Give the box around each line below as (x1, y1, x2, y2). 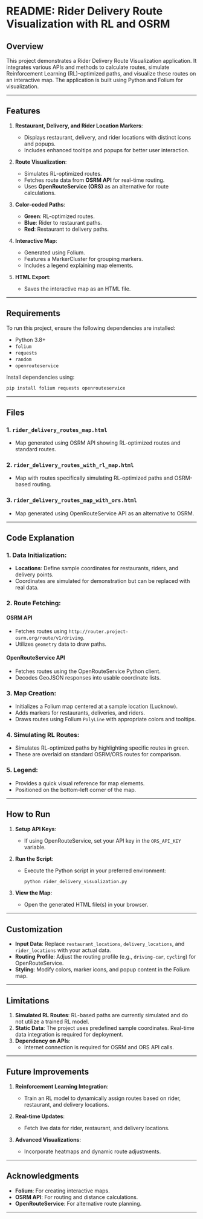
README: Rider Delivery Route (6, 4, 163, 18)
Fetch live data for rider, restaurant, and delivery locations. (24, 1124, 170, 1131)
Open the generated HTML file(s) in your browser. (24, 901, 149, 909)
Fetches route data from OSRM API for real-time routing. (24, 176, 165, 184)
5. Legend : (6, 766, 38, 774)
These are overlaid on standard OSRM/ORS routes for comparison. (14, 751, 181, 758)
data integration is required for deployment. (14, 1031, 124, 1038)
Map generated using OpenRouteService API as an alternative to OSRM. (14, 509, 195, 517)
